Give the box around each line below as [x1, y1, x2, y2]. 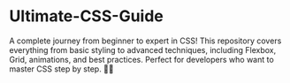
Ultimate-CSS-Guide [9, 6, 164, 26]
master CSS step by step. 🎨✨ [9, 64, 114, 74]
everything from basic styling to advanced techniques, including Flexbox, [9, 44, 277, 55]
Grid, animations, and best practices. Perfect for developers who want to [9, 54, 274, 64]
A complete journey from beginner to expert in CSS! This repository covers [9, 35, 282, 46]
